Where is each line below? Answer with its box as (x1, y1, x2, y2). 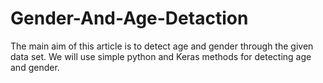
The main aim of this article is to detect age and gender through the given (10, 40, 314, 52)
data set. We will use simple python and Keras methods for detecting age (10, 50, 312, 62)
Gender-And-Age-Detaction (10, 7, 249, 30)
